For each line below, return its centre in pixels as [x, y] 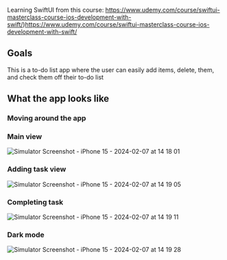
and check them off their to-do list [56, 77]
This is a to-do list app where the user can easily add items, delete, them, [111, 70]
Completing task [35, 202]
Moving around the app [47, 118]
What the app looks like [58, 99]
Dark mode [26, 235]
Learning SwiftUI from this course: [56, 10]
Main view [25, 137]
